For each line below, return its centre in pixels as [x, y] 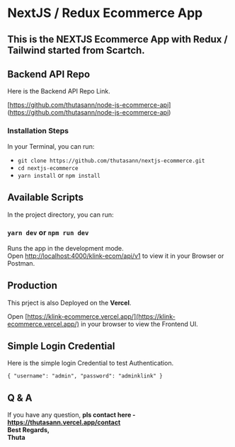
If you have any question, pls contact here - [71, 415]
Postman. [21, 263]
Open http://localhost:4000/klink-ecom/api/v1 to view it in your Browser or [116, 256]
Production [33, 286]
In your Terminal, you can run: [51, 146]
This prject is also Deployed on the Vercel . [69, 302]
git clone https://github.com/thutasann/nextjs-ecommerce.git [111, 161]
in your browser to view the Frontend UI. [139, 324]
